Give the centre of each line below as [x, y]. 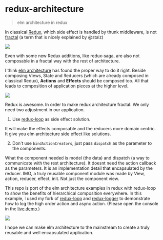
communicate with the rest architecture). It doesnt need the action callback [81, 163]
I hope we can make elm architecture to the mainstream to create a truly [77, 227]
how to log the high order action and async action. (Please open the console [82, 203]
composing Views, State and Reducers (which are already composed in [77, 75]
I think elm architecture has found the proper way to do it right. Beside [75, 70]
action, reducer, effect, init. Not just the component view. [62, 179]
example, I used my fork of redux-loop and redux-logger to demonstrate [78, 198]
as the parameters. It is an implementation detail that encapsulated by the [79, 168]
